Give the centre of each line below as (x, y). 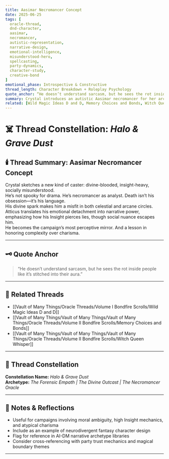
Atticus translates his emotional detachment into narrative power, (72, 212)
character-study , (28, 71)
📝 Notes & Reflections (40, 408)
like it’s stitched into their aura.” (50, 274)
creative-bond (24, 75)
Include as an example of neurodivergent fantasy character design (81, 431)
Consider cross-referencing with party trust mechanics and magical (83, 441)
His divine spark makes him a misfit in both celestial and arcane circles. (79, 206)
